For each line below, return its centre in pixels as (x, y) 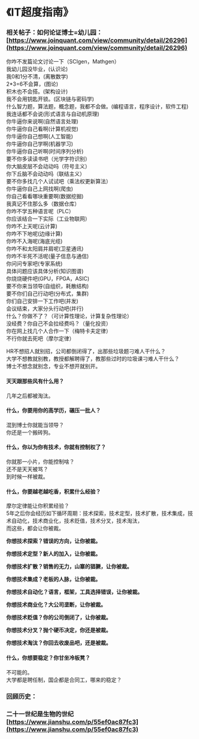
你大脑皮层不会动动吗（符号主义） (48, 166)
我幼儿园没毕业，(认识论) (37, 69)
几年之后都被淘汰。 (30, 395)
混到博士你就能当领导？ (35, 425)
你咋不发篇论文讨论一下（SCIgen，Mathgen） (63, 62)
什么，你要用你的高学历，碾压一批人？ (53, 410)
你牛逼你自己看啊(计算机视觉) (43, 129)
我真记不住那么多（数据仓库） (43, 204)
